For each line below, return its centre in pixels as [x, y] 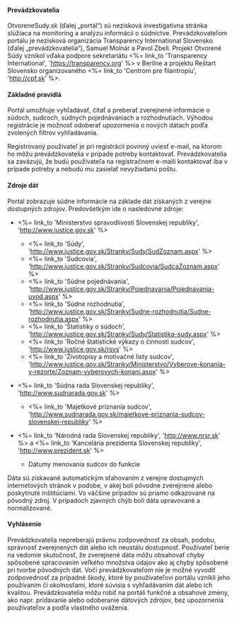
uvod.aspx [43, 296]
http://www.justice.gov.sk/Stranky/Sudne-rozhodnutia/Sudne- [121, 311]
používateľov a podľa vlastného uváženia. [68, 607]
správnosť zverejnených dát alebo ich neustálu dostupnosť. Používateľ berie [118, 547]
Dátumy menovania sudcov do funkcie [84, 464]
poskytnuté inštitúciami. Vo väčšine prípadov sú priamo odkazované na [111, 493]
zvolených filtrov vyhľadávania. [53, 133]
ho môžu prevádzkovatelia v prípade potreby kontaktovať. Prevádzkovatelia [117, 154]
